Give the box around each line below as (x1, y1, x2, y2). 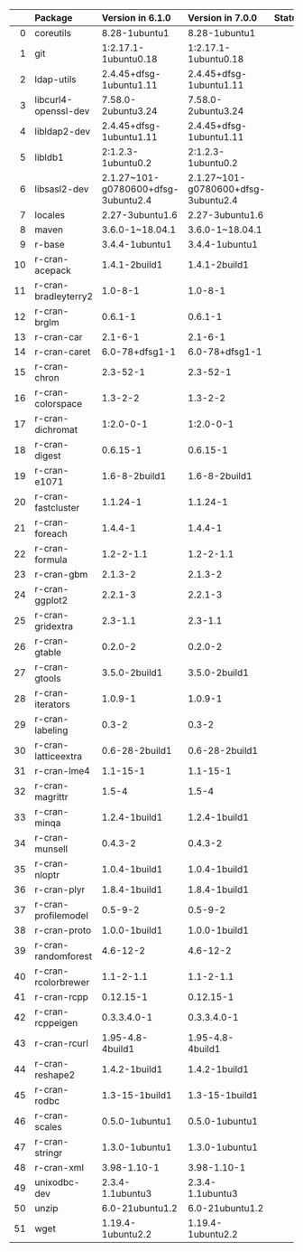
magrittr (34, 791, 69, 803)
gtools (34, 673, 61, 684)
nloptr (34, 869, 60, 880)
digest (34, 449, 61, 462)
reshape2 (34, 1068, 76, 1081)
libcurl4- (34, 94, 73, 106)
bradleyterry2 (34, 290, 93, 302)
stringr (34, 1147, 63, 1159)
